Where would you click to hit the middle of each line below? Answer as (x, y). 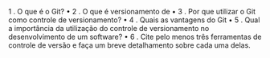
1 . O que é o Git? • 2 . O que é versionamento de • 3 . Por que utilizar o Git (132, 12)
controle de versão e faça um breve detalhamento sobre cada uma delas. (129, 45)
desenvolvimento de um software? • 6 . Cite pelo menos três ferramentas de (135, 37)
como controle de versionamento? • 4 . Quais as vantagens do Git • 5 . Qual (134, 20)
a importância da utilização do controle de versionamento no (109, 28)
